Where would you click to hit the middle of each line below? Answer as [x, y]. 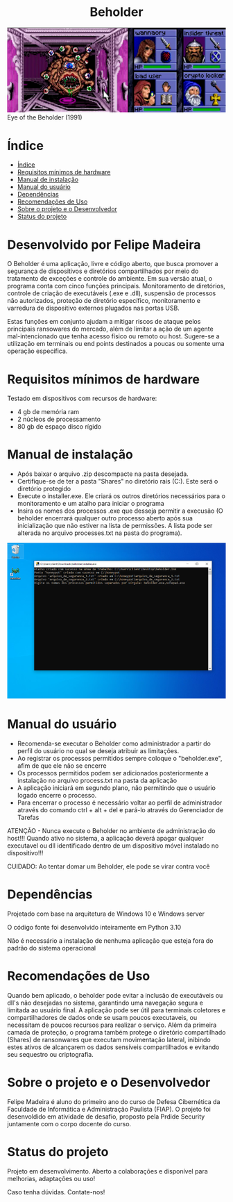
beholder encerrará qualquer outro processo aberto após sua [105, 518]
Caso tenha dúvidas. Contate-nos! [56, 1192]
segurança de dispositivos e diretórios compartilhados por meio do [103, 271]
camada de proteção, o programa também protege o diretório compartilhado [116, 1032]
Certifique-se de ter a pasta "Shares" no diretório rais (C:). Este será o [118, 481]
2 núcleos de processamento [59, 419]
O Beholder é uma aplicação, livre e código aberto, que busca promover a [113, 264]
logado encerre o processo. [57, 796]
